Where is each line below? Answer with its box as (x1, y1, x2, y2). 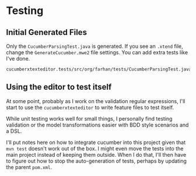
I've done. (6, 55, 30, 62)
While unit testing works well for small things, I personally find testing (6, 115, 173, 122)
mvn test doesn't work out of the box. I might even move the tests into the (6, 145, 184, 152)
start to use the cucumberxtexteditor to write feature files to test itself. (6, 104, 174, 111)
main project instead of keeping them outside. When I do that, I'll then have (6, 151, 187, 158)
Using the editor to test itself (6, 82, 112, 92)
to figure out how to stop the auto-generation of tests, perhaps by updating (6, 157, 187, 164)
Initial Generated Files (6, 27, 87, 37)
